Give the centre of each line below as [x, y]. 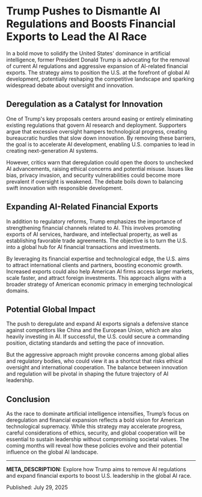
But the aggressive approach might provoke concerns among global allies [97, 355]
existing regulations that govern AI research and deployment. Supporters [96, 125]
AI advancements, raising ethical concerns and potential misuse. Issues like [100, 168]
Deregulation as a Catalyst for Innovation [85, 104]
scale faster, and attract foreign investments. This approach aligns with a [96, 277]
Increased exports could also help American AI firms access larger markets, [100, 271]
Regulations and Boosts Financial [91, 24]
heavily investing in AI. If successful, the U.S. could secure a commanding [98, 337]
